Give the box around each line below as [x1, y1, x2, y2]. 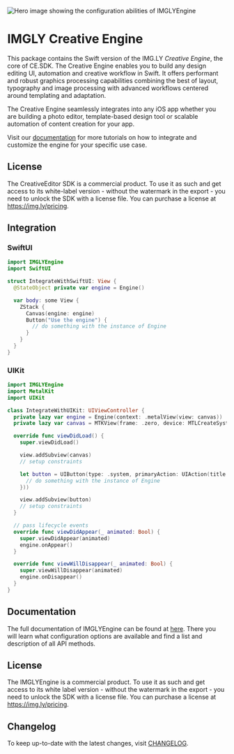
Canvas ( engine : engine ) [25, 310, 95, 317]
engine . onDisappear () [19, 574, 82, 581]
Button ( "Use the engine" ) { [25, 317, 108, 324]
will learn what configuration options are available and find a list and [7, 632, 203, 640]
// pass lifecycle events [13, 522, 89, 529]
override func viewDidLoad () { [13, 433, 104, 440]
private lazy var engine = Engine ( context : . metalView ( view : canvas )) [13, 413, 223, 421]
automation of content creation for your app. [7, 119, 134, 128]
